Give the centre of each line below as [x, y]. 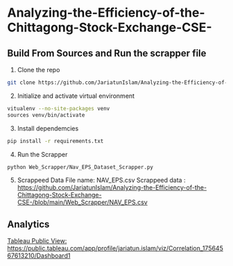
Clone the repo [38, 70]
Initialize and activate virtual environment [76, 96]
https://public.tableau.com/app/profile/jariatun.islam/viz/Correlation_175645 [115, 249]
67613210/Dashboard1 [39, 256]
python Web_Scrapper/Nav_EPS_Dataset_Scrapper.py [80, 167]
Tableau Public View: [37, 241]
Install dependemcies [48, 128]
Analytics [28, 224]
